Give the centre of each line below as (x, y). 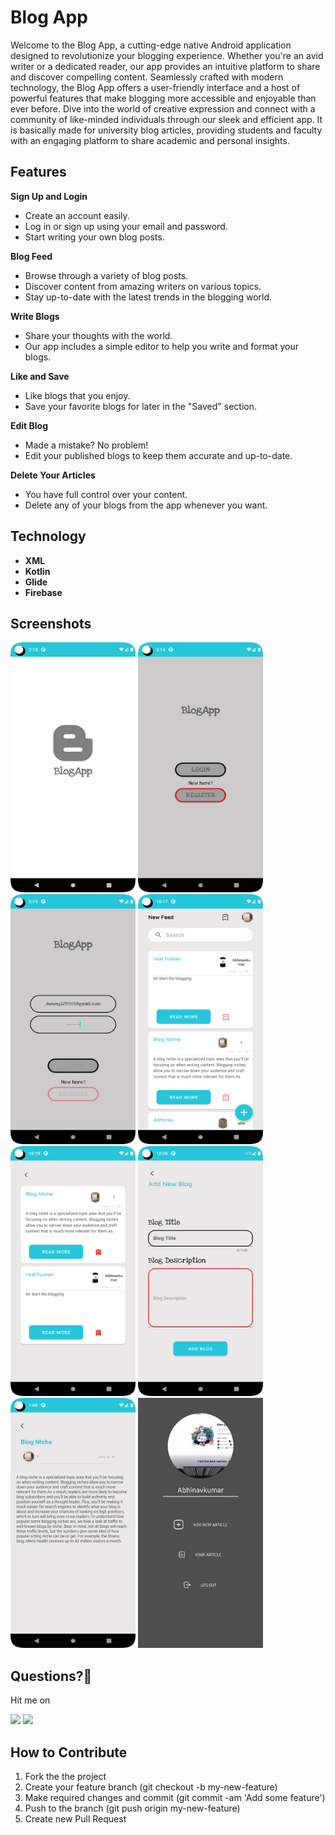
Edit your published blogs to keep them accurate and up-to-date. (158, 455)
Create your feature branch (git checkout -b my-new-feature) (151, 1787)
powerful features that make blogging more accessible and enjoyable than (163, 98)
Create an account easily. (77, 215)
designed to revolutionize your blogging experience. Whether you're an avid (167, 55)
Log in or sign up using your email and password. (126, 226)
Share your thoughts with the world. (98, 335)
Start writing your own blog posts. (94, 237)
